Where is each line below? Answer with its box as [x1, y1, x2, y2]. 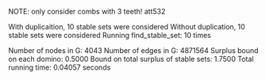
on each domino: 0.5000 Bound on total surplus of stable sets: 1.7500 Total [8, 55, 254, 63]
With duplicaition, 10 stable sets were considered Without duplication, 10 [8, 22, 245, 31]
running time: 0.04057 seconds [8, 63, 111, 72]
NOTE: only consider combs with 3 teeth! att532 [8, 7, 166, 16]
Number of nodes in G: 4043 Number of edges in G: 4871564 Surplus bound [8, 46, 259, 55]
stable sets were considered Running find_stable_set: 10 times [8, 31, 212, 40]
